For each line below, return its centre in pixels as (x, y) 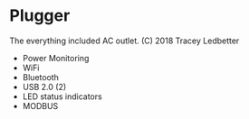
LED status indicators (62, 96)
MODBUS (40, 105)
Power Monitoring (56, 58)
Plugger (40, 16)
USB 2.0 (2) (44, 87)
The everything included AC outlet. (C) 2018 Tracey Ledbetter (124, 41)
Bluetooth (40, 77)
